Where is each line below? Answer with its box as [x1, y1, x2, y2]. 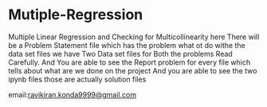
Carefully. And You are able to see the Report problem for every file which [8, 57, 251, 67]
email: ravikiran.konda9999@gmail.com [8, 89, 137, 99]
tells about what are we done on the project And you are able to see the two [8, 65, 257, 75]
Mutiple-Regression [8, 6, 143, 24]
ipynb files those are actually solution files [8, 74, 147, 84]
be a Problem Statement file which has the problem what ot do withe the [8, 40, 245, 50]
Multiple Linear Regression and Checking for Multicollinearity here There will [8, 32, 260, 42]
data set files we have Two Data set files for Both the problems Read [8, 49, 233, 58]
